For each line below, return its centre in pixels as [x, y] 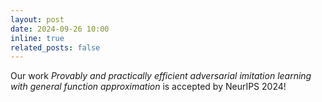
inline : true [37, 38]
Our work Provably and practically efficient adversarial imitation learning [161, 76]
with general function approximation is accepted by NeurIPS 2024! [148, 87]
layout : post [37, 19]
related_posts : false [55, 47]
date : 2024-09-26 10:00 [60, 29]
